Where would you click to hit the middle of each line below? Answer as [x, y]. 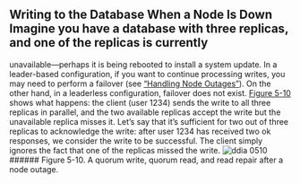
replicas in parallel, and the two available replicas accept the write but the [145, 112]
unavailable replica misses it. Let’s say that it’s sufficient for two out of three [149, 121]
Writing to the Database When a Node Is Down [141, 15]
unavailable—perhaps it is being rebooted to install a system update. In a [143, 64]
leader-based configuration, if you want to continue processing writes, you [147, 74]
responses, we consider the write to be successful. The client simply [136, 140]
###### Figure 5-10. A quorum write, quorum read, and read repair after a [146, 160]
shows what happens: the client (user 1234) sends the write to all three [140, 102]
